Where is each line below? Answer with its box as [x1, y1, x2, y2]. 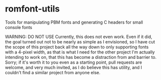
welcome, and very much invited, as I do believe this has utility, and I [5, 64, 142, 70]
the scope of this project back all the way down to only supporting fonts [5, 44, 149, 50]
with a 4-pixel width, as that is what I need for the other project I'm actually [5, 49, 155, 55]
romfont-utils [5, 3, 60, 14]
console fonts [5, 24, 32, 30]
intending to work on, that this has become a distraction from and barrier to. [5, 54, 157, 60]
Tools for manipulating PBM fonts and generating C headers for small [5, 19, 143, 25]
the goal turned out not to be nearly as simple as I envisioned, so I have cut [5, 39, 155, 44]
